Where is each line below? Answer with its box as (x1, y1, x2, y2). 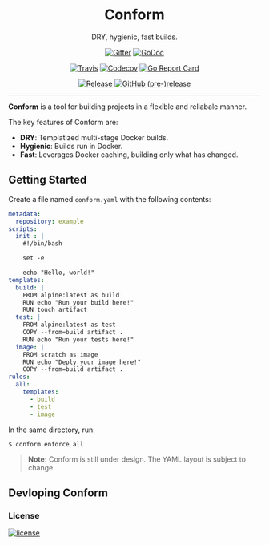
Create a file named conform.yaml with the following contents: (8, 194, 211, 204)
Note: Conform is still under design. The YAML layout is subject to (27, 454, 247, 464)
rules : (8, 373, 30, 381)
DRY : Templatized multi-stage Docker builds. (19, 132, 169, 142)
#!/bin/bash (22, 240, 62, 248)
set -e (22, 254, 45, 262)
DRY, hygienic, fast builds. (91, 32, 178, 42)
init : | (15, 232, 45, 240)
